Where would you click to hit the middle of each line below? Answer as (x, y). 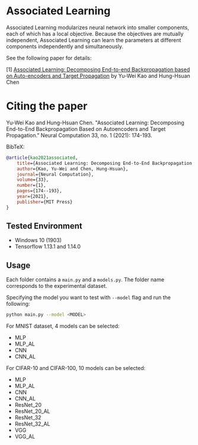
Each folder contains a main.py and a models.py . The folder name (85, 280)
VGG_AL (25, 437)
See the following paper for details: (49, 58)
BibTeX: (15, 146)
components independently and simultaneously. (65, 46)
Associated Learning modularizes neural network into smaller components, (98, 27)
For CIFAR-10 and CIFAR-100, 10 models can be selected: (76, 368)
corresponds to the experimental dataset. (57, 286)
